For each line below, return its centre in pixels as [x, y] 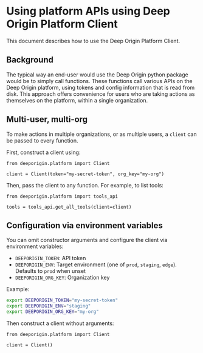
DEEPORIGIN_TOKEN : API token [50, 258]
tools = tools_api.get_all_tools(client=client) [69, 207]
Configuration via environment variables [84, 225]
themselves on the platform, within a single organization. [77, 100]
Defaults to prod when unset [50, 271]
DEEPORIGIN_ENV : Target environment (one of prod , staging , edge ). [96, 264]
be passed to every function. [42, 140]
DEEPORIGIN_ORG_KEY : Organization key [62, 278]
